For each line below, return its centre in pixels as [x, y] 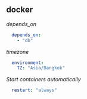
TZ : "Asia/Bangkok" [41, 68]
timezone [18, 52]
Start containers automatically [44, 79]
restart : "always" [35, 90]
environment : [28, 63]
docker [20, 10]
